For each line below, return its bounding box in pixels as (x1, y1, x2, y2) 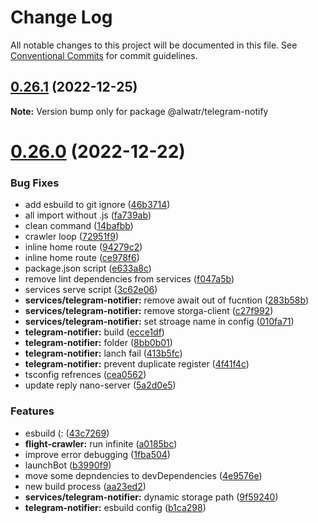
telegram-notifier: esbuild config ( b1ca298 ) (24, 501, 207, 513)
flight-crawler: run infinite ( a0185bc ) (24, 437, 178, 450)
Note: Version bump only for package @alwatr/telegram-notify (10, 105, 269, 117)
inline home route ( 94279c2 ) (24, 241, 143, 253)
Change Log (10, 6, 113, 29)
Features (10, 404, 55, 418)
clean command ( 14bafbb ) (24, 220, 134, 232)
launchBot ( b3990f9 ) (24, 459, 112, 471)
